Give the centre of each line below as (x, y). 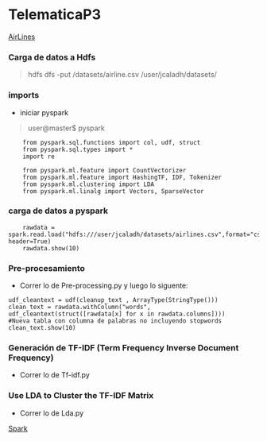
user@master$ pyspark (66, 128)
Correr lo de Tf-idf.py (54, 375)
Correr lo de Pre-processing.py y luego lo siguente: (104, 286)
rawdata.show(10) (51, 248)
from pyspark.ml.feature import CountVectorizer (104, 170)
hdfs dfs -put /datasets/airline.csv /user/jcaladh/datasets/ (122, 75)
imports (24, 95)
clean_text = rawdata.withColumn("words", (79, 308)
